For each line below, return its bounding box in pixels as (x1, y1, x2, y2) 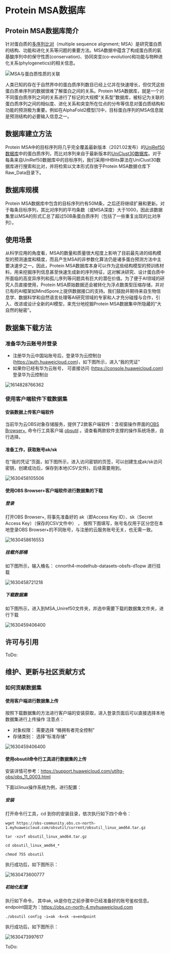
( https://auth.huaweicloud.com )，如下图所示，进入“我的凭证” (12, 359, 140, 365)
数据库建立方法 (5, 130, 52, 138)
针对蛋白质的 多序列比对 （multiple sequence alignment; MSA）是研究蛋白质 (5, 41, 162, 47)
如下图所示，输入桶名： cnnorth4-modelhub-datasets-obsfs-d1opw (5, 563, 147, 569)
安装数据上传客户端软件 (5, 409, 54, 415)
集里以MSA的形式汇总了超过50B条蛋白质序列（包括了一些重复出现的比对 (5, 213, 157, 219)
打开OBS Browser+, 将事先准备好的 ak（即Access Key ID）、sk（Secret (5, 514, 153, 520)
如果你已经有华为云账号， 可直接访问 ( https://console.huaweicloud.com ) (12, 365, 163, 372)
